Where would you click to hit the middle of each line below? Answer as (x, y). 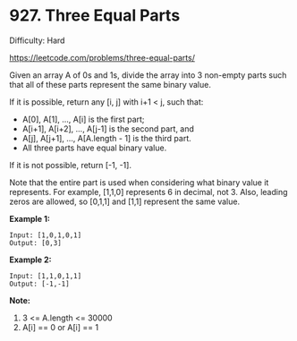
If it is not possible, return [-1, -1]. (71, 165)
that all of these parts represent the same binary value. (110, 84)
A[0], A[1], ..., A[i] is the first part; (83, 119)
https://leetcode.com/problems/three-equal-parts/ (102, 57)
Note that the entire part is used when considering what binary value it (139, 182)
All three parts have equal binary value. (94, 148)
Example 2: (30, 260)
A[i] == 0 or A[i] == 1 (60, 327)
